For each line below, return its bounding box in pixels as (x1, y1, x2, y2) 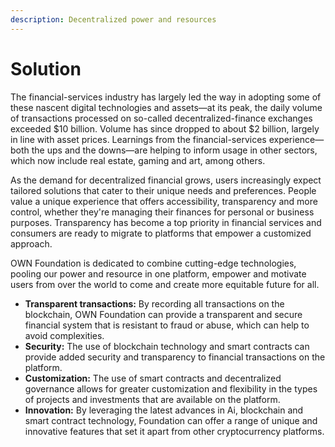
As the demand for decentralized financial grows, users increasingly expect (10, 174, 322, 186)
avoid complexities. (24, 329, 105, 341)
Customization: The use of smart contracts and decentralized (24, 372, 282, 384)
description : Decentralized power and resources (10, 14, 217, 25)
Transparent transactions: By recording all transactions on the (24, 297, 285, 310)
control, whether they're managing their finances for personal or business (10, 206, 315, 218)
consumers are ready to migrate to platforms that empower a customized (10, 227, 312, 239)
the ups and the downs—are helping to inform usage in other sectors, (31, 144, 318, 156)
